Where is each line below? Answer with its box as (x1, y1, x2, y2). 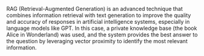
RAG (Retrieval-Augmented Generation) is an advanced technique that (6, 5, 183, 12)
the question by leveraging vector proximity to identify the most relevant (6, 38, 188, 44)
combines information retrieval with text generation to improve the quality (6, 12, 191, 19)
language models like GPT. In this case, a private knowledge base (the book (6, 24, 197, 32)
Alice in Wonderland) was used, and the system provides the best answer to (6, 31, 198, 38)
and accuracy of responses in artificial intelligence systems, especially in (6, 18, 191, 25)
